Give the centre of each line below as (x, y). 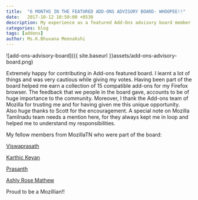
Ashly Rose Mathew (30, 180)
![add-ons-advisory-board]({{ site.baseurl (57, 56)
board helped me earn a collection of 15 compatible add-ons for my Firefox (97, 86)
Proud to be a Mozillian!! (35, 191)
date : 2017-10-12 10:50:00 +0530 (50, 17)
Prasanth (17, 169)
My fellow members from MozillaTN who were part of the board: (84, 135)
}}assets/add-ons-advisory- (143, 56)
